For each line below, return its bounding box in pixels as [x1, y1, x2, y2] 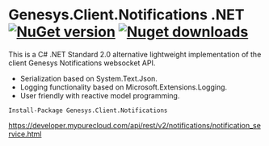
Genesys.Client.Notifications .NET [8, 6, 245, 24]
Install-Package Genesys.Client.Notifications [8, 106, 168, 115]
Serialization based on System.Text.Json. [19, 73, 158, 83]
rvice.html [8, 129, 42, 139]
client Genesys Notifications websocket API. [8, 58, 156, 68]
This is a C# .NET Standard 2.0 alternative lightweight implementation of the [8, 49, 262, 59]
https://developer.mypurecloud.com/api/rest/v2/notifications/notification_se [8, 120, 261, 130]
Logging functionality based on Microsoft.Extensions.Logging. [19, 82, 228, 92]
